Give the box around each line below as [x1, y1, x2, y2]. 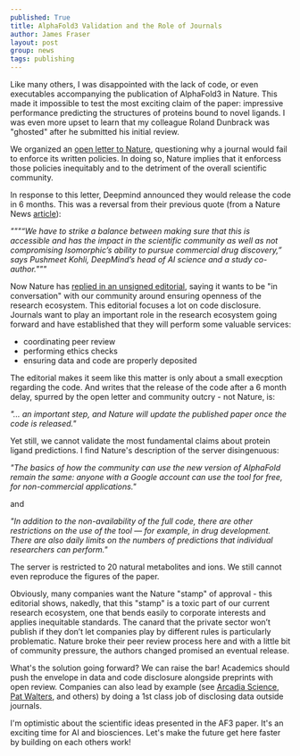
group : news [10, 46, 54, 55]
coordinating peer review [22, 336, 116, 346]
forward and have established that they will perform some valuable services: [10, 319, 292, 329]
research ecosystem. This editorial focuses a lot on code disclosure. [10, 300, 262, 311]
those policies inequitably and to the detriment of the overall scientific [10, 162, 267, 173]
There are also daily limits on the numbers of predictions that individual [10, 535, 273, 545]
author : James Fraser [10, 29, 91, 38]
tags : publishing [10, 54, 75, 63]
